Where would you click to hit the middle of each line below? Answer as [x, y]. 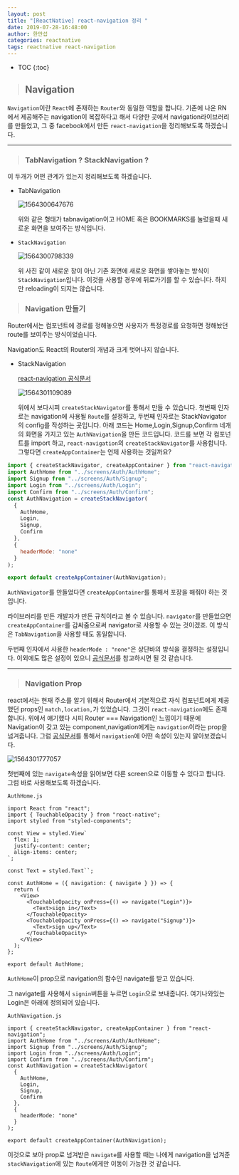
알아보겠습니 [210, 736]
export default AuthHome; [46, 964]
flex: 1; [27, 840]
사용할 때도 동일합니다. [95, 634]
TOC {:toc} [33, 67]
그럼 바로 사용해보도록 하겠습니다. [54, 782]
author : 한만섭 [28, 34]
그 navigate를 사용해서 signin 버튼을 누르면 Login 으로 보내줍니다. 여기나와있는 [116, 993]
